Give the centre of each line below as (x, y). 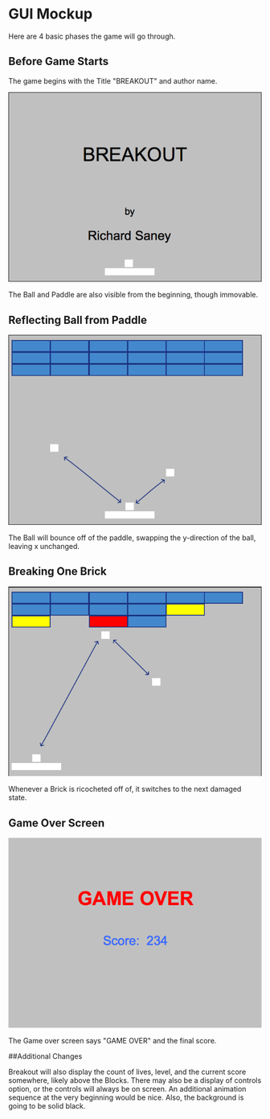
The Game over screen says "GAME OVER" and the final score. (112, 1040)
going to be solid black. (47, 1105)
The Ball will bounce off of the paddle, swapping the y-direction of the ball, (132, 537)
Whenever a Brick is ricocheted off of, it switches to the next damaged (125, 789)
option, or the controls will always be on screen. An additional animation (127, 1088)
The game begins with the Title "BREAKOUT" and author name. (113, 80)
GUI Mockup (51, 14)
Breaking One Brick (57, 572)
